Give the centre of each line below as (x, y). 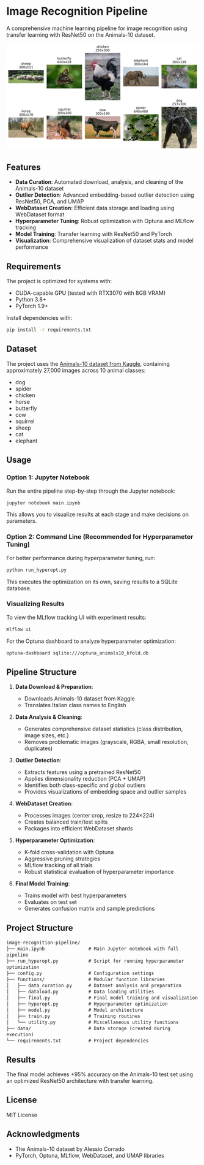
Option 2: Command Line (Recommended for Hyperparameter (100, 537)
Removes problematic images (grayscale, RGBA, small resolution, (106, 742)
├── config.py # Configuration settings (80, 973)
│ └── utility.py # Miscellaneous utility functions (93, 1023)
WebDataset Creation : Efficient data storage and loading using (95, 208)
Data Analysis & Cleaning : (49, 717)
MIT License (22, 1115)
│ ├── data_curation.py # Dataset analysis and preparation (94, 986)
